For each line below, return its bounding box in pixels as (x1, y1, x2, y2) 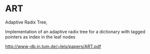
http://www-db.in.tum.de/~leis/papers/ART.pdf (5, 43, 101, 49)
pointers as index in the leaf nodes (5, 34, 76, 40)
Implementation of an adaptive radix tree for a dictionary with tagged (5, 28, 146, 34)
